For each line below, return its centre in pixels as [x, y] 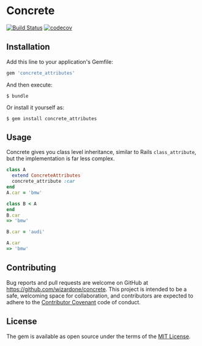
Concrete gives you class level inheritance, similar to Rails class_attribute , [102, 152]
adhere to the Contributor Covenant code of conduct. [73, 302]
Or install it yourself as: [35, 107]
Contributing [31, 268]
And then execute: [29, 85]
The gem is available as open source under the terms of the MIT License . [99, 336]
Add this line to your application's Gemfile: [60, 61]
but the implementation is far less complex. [61, 159]
